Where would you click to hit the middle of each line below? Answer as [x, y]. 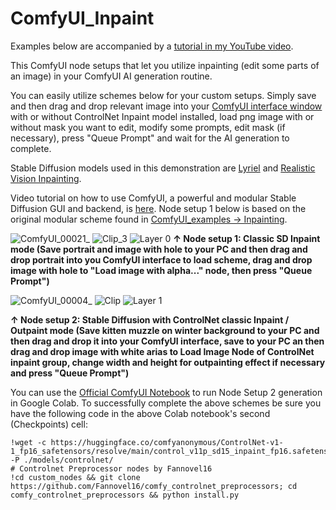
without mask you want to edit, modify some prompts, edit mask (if [148, 127]
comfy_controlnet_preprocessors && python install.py [125, 495]
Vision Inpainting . [46, 178]
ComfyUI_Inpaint [82, 18]
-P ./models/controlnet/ [62, 460]
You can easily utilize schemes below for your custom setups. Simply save [163, 95]
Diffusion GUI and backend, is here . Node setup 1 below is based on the [158, 208]
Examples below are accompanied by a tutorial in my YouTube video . [152, 46]
